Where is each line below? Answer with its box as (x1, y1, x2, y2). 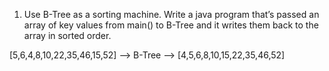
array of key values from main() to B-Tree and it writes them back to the (23, 19, 319, 31)
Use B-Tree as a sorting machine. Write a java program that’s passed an (23, 9, 320, 20)
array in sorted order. (23, 30, 112, 41)
